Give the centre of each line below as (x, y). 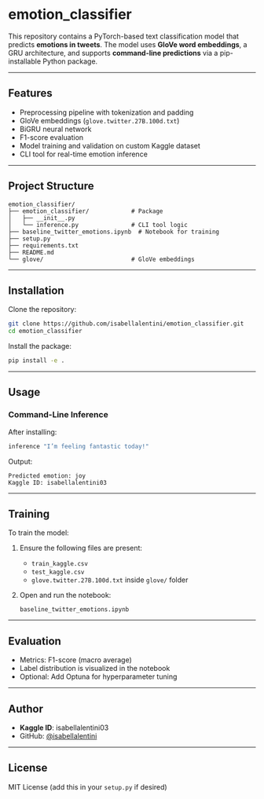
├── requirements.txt (44, 245)
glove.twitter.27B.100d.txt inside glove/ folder (110, 580)
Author (26, 709)
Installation (36, 290)
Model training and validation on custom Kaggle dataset (110, 145)
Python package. (70, 61)
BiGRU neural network (55, 129)
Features (30, 93)
